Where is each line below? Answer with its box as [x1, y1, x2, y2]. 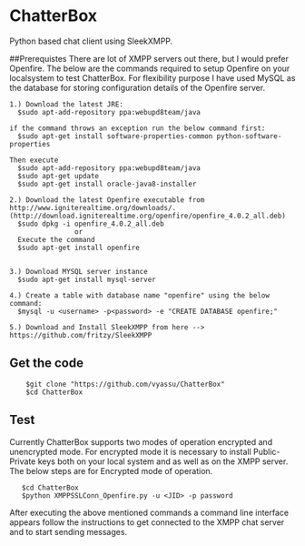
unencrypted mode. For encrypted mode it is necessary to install [9, 446, 251, 457]
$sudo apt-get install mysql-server [17, 275, 156, 284]
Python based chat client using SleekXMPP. [9, 35, 173, 46]
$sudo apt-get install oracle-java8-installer [17, 179, 197, 188]
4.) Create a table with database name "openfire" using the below [9, 290, 271, 300]
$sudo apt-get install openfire [17, 243, 141, 252]
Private [9, 456, 36, 467]
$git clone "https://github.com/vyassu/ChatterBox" [25, 379, 225, 389]
